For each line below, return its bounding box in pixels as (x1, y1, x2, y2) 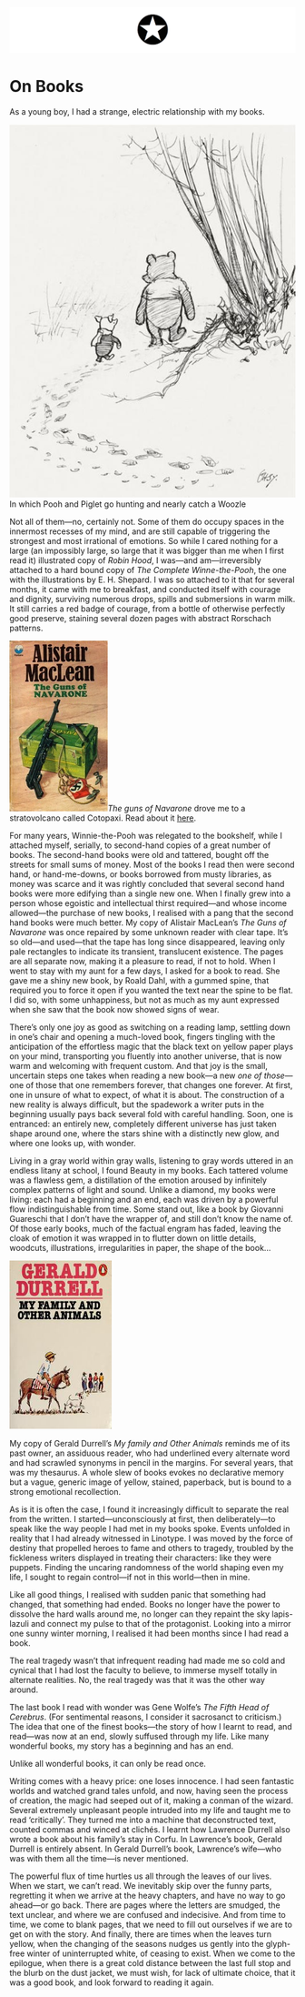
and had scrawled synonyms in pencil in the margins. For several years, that (9, 1457, 293, 1468)
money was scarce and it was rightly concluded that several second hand (9, 879, 285, 890)
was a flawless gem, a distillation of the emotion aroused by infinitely (9, 1175, 268, 1185)
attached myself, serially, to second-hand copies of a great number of (9, 840, 271, 851)
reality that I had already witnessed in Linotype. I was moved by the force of (9, 1533, 293, 1544)
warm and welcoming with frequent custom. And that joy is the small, (9, 1061, 268, 1072)
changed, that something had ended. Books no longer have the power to (9, 1599, 280, 1610)
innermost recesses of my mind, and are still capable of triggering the (9, 526, 271, 537)
